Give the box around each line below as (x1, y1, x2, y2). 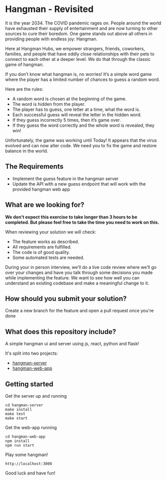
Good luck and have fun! (5, 470, 56, 476)
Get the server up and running (5, 393, 67, 399)
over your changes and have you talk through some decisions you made (5, 269, 153, 275)
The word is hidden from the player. (12, 101, 85, 107)
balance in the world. (5, 148, 48, 154)
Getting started (5, 380, 54, 388)
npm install (5, 439, 30, 444)
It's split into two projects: (5, 350, 58, 356)
